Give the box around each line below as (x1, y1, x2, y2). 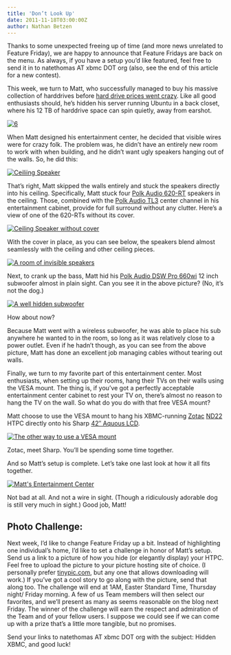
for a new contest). (7, 71, 61, 79)
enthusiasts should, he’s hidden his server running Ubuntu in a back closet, (7, 99, 220, 108)
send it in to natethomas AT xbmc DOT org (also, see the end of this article (7, 63, 219, 72)
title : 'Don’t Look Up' (7, 10, 76, 17)
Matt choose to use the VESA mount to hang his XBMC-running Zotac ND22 (7, 412, 223, 421)
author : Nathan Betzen (7, 23, 72, 30)
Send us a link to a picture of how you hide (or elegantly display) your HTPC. (7, 554, 224, 562)
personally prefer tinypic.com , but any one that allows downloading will (7, 568, 209, 576)
